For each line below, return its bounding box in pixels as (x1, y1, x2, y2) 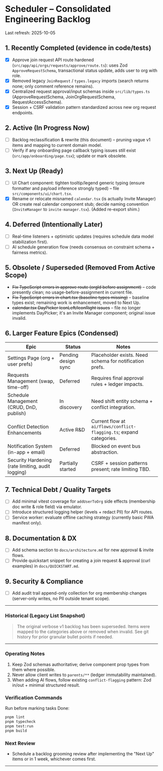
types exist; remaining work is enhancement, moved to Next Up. (12, 299, 141, 305)
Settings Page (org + (7, 355, 55, 362)
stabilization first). (12, 239, 49, 245)
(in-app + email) (7, 449, 45, 456)
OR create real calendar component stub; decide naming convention (12, 201, 149, 207)
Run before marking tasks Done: (5, 705, 69, 711)
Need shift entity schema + (91, 398, 153, 404)
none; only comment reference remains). (12, 83, 94, 89)
